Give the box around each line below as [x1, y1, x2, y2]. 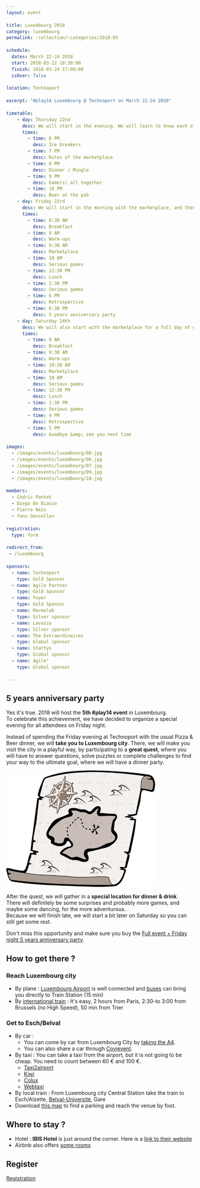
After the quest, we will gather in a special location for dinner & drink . [6, 893, 179, 900]
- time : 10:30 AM [27, 362, 70, 368]
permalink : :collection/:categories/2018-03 [6, 35, 118, 41]
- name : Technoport [11, 570, 60, 576]
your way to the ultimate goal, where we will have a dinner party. [6, 758, 165, 766]
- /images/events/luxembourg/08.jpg [11, 450, 102, 456]
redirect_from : [6, 545, 44, 551]
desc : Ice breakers [32, 142, 82, 148]
